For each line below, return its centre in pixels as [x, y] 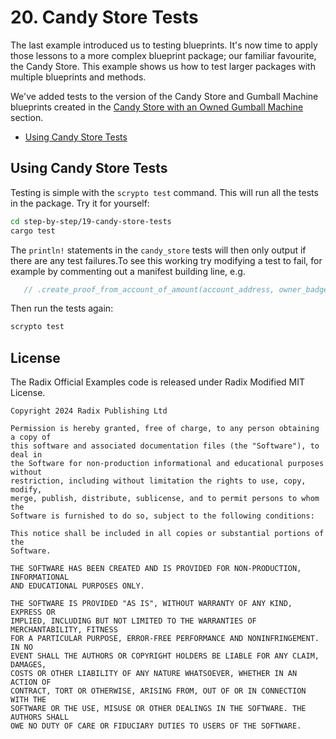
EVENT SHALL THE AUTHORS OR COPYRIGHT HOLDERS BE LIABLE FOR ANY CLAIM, [165, 656]
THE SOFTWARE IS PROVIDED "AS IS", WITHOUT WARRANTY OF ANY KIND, [151, 604]
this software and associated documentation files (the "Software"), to [165, 446]
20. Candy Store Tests [104, 17]
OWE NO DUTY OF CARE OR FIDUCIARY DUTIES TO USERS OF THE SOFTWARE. [156, 726]
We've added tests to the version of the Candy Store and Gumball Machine [164, 96]
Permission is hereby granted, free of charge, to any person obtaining [165, 429]
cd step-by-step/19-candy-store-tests [91, 221]
